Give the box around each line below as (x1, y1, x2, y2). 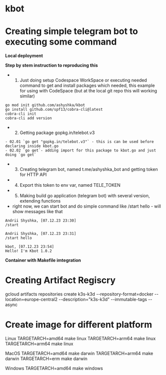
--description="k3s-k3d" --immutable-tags (58, 297, 147, 302)
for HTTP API (19, 172, 47, 178)
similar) (19, 93, 35, 99)
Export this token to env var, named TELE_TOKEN (19, 182, 120, 188)
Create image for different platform (5, 319, 152, 330)
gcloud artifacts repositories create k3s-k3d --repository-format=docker (5, 291, 154, 297)
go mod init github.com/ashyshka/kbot (5, 103, 85, 108)
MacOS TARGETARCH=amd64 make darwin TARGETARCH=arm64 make (5, 351, 154, 356)
